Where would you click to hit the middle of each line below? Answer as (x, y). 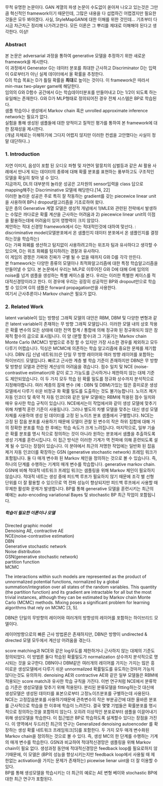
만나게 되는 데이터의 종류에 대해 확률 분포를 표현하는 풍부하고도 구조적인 (86, 171)
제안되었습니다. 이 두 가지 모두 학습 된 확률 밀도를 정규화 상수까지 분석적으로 (82, 379)
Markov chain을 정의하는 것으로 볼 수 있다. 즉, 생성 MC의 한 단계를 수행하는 (77, 736)
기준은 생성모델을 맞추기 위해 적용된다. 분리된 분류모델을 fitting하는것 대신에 (82, 687)
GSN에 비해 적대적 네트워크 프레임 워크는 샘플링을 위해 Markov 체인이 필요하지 (80, 470)
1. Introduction (22, 154)
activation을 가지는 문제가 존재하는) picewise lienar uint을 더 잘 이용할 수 (88, 760)
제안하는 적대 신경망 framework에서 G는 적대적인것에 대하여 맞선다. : (71, 227)
